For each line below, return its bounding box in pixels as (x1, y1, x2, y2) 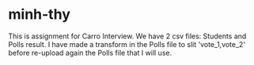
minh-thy (8, 5, 71, 23)
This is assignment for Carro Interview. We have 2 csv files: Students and (8, 31, 247, 41)
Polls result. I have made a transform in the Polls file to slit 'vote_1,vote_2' (8, 39, 246, 49)
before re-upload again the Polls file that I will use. (8, 48, 172, 57)
